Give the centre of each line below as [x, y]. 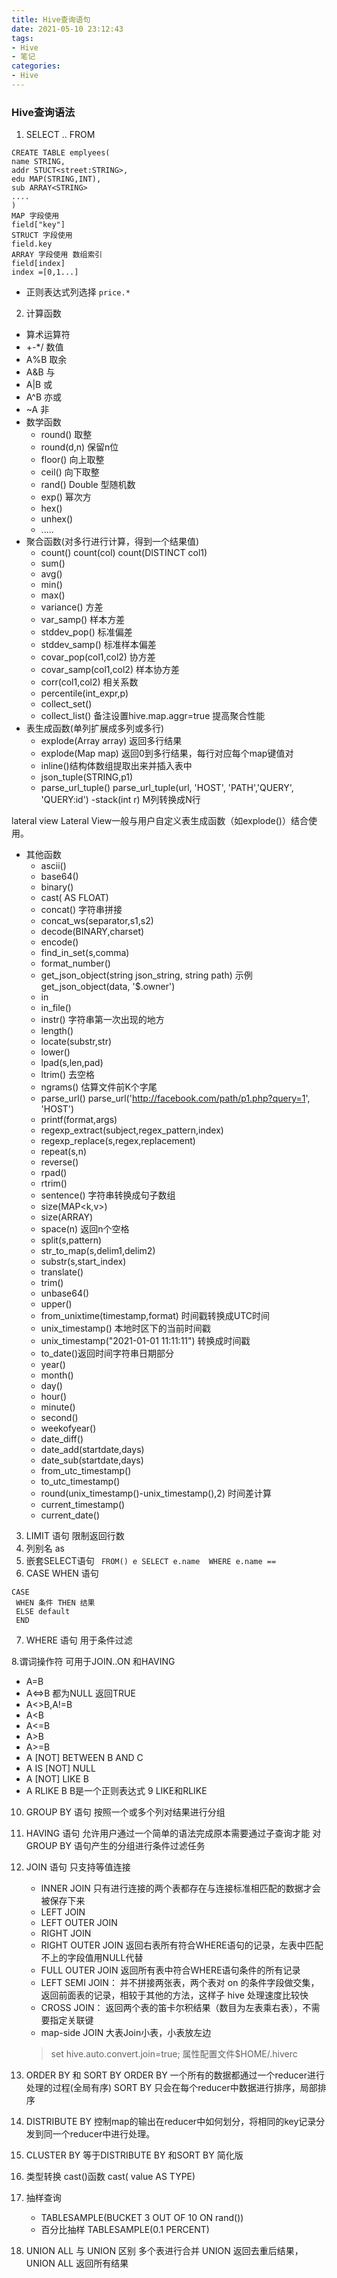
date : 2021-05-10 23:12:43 [67, 29]
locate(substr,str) [76, 1042]
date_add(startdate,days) [92, 1450]
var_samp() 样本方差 [83, 620]
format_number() [75, 963]
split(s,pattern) [71, 1240]
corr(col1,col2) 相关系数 [89, 682]
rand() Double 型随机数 [88, 485]
